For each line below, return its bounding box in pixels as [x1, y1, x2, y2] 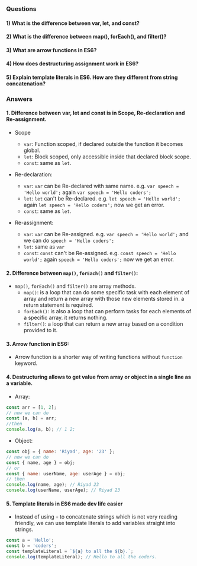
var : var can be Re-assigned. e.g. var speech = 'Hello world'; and [23, 231, 189, 238]
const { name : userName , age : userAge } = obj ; [6, 470, 126, 476]
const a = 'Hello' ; [6, 538, 54, 543]
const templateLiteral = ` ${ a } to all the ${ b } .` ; [6, 548, 134, 554]
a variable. [6, 380, 33, 387]
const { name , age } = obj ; [6, 459, 76, 466]
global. [23, 147, 40, 154]
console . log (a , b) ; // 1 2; [6, 427, 76, 433]
